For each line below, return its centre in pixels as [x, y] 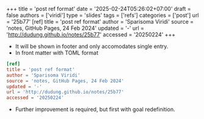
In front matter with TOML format [57, 53]
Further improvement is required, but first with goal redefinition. [95, 109]
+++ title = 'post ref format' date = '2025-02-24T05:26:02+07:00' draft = [99, 9]
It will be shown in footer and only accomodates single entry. [92, 46]
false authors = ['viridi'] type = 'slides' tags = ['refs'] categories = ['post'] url [103, 15]
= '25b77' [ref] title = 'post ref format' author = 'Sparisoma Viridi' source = [100, 22]
